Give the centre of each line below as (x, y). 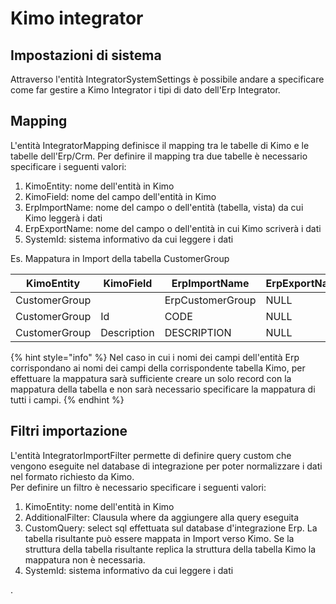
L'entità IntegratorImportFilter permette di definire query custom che (151, 455)
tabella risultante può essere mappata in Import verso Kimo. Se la (159, 538)
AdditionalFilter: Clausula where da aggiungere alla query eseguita (162, 517)
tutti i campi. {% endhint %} (67, 399)
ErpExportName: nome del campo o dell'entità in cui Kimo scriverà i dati (173, 228)
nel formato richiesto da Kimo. (72, 476)
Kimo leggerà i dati (63, 218)
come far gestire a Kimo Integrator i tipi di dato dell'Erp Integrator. (145, 90)
